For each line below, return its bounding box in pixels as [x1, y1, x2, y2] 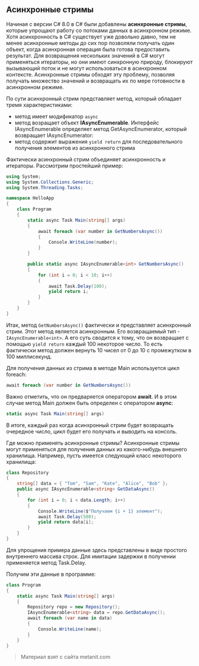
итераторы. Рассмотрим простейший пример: [6, 162, 123, 169]
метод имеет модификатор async [14, 113, 99, 120]
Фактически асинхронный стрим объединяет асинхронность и [6, 155, 166, 162]
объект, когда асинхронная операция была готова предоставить [6, 46, 170, 53]
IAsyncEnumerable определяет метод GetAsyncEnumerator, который [14, 125, 187, 132]
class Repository [6, 470, 49, 476]
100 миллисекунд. [6, 353, 52, 360]
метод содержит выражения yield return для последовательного [14, 138, 183, 145]
